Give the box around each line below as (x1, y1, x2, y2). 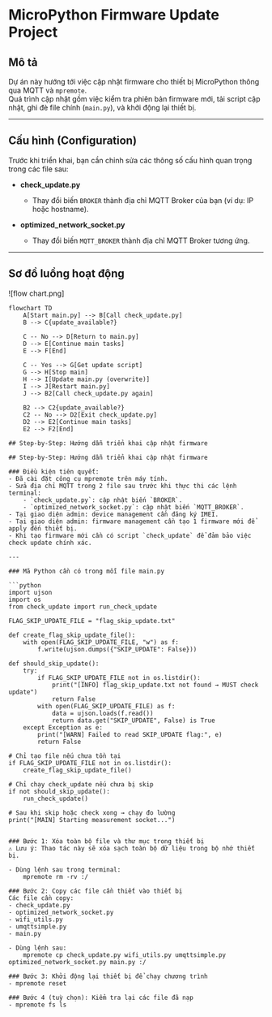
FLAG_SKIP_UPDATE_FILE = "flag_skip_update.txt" (8, 617, 176, 625)
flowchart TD (8, 304, 53, 312)
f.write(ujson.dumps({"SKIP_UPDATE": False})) (37, 645, 198, 653)
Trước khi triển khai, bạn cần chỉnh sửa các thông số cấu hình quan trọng (8, 155, 253, 165)
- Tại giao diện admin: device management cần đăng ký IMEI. (8, 510, 219, 518)
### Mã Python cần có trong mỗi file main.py (8, 567, 164, 575)
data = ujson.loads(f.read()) (51, 709, 154, 717)
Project (8, 23, 58, 41)
